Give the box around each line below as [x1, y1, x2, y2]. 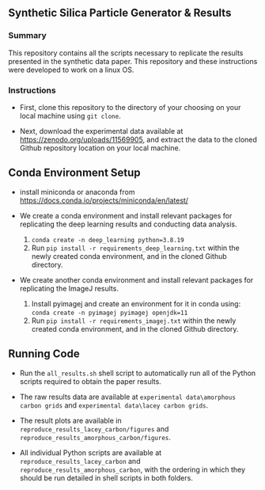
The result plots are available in [19, 416, 123, 425]
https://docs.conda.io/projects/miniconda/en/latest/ [19, 196, 188, 205]
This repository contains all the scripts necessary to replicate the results [8, 47, 244, 58]
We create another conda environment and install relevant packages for [19, 275, 254, 284]
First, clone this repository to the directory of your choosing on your [19, 102, 241, 112]
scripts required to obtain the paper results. [19, 376, 162, 386]
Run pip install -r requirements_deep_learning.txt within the [31, 243, 240, 253]
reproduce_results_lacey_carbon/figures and [19, 424, 169, 434]
